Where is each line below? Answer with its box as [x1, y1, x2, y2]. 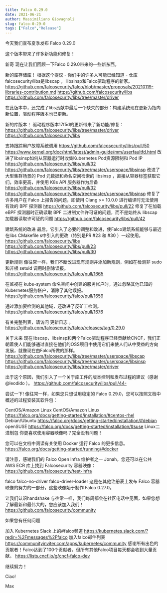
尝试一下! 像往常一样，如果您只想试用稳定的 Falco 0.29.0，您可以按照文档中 [5, 391, 161, 397]
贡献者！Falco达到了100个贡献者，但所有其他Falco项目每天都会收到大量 [5, 547, 153, 553]
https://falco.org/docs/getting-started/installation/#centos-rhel [5, 412, 135, 418]
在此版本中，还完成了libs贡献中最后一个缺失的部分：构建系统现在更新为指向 [5, 105, 161, 111]
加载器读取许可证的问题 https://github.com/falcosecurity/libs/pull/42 [5, 215, 146, 222]
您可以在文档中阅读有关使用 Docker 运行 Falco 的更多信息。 [5, 440, 128, 446]
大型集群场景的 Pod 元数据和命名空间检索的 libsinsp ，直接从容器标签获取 [5, 173, 156, 179]
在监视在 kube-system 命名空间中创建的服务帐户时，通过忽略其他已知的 [5, 281, 153, 287]
